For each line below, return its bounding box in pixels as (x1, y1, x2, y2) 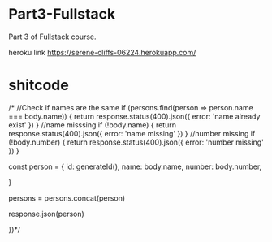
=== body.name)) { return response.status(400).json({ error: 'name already (8, 111, 261, 121)
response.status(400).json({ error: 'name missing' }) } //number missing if (8, 128, 256, 138)
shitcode (8, 76, 69, 94)
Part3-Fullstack (8, 5, 116, 24)
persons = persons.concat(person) (8, 192, 126, 203)
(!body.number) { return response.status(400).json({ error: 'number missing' (8, 137, 264, 147)
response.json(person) (8, 209, 85, 218)
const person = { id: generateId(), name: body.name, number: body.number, (8, 162, 262, 171)
